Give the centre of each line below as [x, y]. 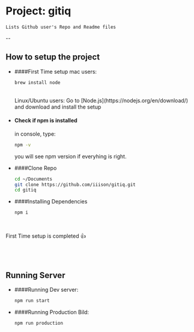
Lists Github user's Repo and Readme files [61, 27]
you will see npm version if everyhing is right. [70, 156]
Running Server [35, 275]
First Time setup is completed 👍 [46, 236]
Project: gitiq [38, 11]
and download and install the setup [58, 107]
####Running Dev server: [46, 290]
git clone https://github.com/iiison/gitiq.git [75, 184]
